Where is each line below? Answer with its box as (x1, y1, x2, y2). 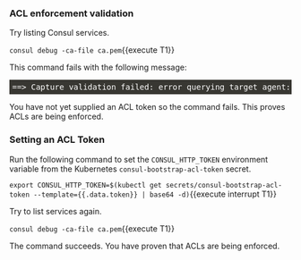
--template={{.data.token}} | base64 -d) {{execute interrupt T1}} (32, 189, 278, 199)
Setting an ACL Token (9, 133, 106, 146)
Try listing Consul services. (9, 28, 110, 38)
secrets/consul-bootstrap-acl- (165, 180, 282, 189)
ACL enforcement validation (9, 7, 134, 20)
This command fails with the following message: (9, 62, 187, 73)
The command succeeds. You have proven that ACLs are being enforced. (9, 240, 280, 251)
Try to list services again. (9, 205, 102, 216)
